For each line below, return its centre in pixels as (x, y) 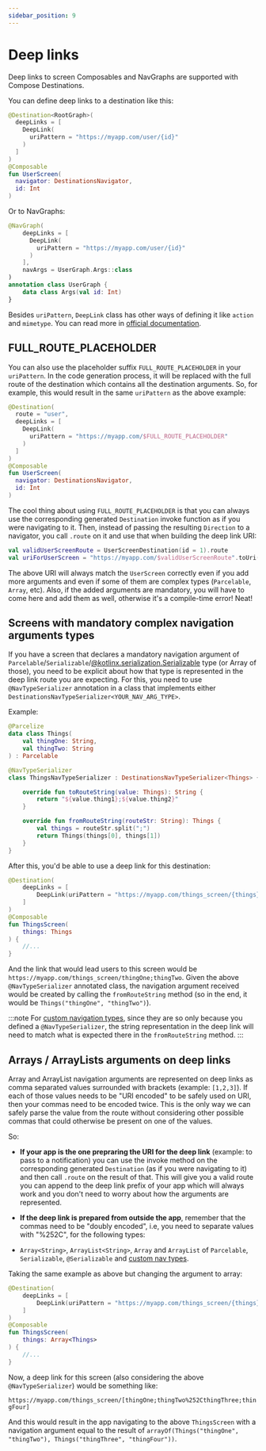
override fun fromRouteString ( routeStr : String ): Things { (122, 821)
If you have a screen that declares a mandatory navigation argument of (124, 654)
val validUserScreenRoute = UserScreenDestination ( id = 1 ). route (118, 550)
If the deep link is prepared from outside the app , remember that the (133, 1217)
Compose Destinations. (46, 85)
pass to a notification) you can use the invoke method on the (118, 1160)
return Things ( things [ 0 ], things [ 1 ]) (99, 836)
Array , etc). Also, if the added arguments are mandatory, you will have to (127, 590)
